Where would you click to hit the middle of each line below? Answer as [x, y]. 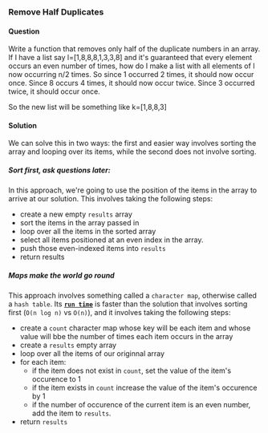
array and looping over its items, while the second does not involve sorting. [132, 152]
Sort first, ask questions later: [59, 170]
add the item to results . [71, 413]
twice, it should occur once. [54, 91]
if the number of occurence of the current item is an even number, [141, 405]
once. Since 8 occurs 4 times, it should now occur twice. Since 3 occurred [132, 83]
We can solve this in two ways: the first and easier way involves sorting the [132, 144]
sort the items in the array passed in [79, 223]
